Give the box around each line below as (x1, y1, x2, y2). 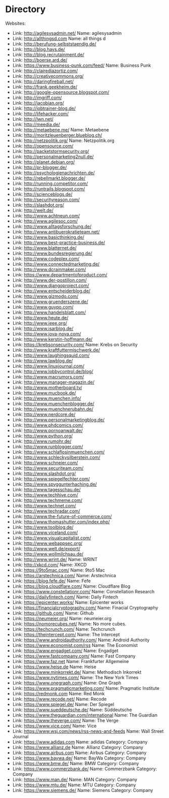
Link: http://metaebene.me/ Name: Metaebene (12, 126, 109, 132)
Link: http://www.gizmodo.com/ (12, 293, 79, 299)
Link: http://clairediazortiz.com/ (12, 67, 78, 74)
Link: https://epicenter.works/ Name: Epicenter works (12, 599, 124, 605)
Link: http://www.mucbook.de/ (12, 390, 76, 396)
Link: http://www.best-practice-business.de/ (12, 239, 105, 246)
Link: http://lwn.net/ (12, 116, 54, 122)
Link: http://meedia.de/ (12, 121, 61, 127)
